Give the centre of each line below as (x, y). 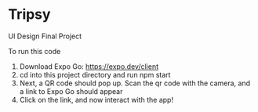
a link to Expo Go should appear (71, 91)
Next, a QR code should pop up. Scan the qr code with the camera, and (135, 83)
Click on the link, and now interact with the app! (96, 99)
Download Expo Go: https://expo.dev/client (89, 66)
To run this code (35, 51)
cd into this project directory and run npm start (95, 74)
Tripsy (29, 14)
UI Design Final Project (45, 36)
